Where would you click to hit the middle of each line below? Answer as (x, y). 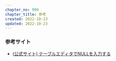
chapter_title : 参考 (26, 14)
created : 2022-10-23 (27, 19)
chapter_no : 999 (22, 10)
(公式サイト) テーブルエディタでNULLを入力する (61, 54)
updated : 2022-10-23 (27, 24)
